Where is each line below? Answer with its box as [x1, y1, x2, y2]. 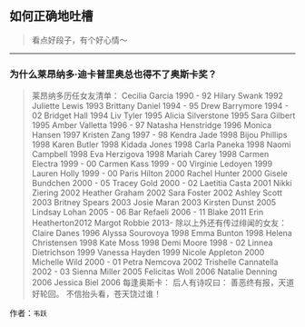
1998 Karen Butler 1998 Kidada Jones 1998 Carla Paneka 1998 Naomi [31, 139, 291, 150]
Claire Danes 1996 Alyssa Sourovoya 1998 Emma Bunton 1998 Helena [31, 228, 292, 239]
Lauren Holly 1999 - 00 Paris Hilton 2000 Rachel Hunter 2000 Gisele [31, 168, 288, 179]
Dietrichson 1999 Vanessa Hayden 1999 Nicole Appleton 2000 [31, 247, 265, 258]
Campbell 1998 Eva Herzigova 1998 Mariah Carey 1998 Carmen [31, 149, 270, 160]
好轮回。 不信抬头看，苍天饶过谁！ [31, 289, 162, 300]
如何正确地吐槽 [9, 8, 93, 25]
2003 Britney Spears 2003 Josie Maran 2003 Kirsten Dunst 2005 [31, 197, 277, 208]
